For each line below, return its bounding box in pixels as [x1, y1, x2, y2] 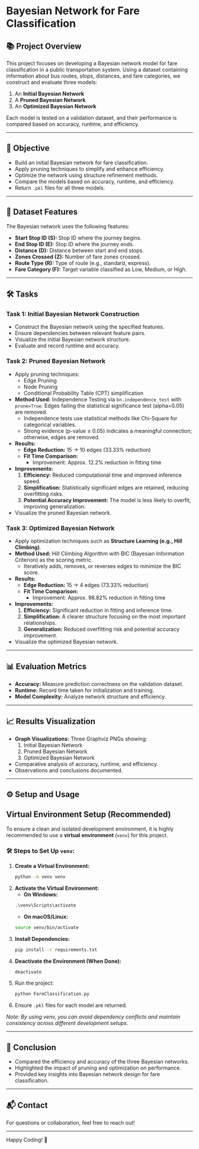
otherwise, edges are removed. [23, 433, 100, 441]
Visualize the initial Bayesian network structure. [14, 336, 130, 343]
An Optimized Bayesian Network [14, 103, 97, 110]
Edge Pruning [23, 376, 57, 384]
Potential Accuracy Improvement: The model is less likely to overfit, [23, 496, 191, 503]
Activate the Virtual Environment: [14, 885, 99, 892]
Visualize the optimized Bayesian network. [14, 638, 118, 645]
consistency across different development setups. [6, 1020, 129, 1027]
